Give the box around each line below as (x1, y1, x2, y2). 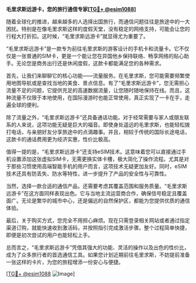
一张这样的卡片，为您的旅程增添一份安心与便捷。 (6, 258, 124, 265)
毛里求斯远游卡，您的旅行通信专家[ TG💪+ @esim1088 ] (6, 6, 136, 12)
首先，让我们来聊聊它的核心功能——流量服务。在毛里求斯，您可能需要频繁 (6, 73, 185, 79)
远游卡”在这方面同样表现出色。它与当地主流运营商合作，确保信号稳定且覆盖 (6, 190, 188, 196)
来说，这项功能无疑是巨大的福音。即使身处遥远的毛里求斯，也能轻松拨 (21, 121, 190, 128)
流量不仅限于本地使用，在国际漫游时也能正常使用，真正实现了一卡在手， (10, 94, 185, 101)
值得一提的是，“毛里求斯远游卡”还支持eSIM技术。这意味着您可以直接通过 (6, 149, 181, 155)
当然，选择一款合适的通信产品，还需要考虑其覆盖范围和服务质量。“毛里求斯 (6, 182, 188, 189)
